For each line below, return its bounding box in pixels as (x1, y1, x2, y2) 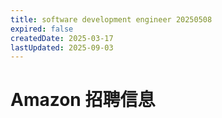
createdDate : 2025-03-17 (10, 33, 114, 43)
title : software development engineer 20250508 (10, 14, 213, 25)
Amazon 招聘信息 (10, 89, 156, 111)
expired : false (10, 24, 74, 34)
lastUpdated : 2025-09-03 (10, 42, 114, 53)
